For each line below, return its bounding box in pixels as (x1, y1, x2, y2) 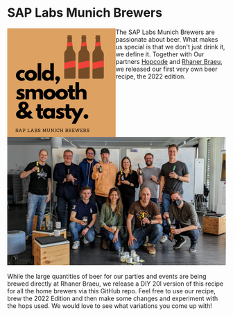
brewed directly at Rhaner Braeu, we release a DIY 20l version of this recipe (7, 279, 224, 288)
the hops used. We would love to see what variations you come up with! (7, 301, 213, 310)
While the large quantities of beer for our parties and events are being (7, 272, 207, 280)
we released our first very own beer (115, 65, 218, 73)
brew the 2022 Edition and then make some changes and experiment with (7, 294, 218, 302)
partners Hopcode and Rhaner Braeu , (115, 57, 223, 65)
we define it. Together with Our (115, 50, 205, 58)
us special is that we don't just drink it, (115, 42, 225, 51)
